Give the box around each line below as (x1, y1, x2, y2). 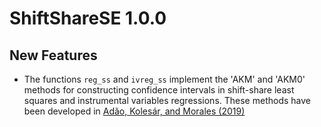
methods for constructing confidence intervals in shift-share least (23, 84, 295, 96)
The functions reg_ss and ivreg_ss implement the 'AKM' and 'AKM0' (23, 73, 306, 85)
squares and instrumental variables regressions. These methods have (23, 95, 311, 106)
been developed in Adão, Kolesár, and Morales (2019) (23, 105, 246, 117)
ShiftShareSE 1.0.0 (9, 7, 167, 30)
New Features (9, 47, 98, 64)
